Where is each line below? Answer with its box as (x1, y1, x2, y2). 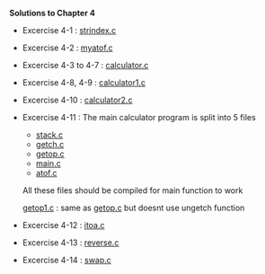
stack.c (35, 129, 64, 140)
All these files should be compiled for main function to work (22, 185, 243, 196)
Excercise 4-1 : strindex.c (22, 25, 117, 35)
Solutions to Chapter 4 (9, 8, 96, 18)
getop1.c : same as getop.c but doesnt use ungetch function (22, 202, 245, 213)
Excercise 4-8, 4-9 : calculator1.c (22, 77, 146, 88)
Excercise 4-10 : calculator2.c (22, 94, 133, 105)
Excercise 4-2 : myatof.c (22, 42, 114, 53)
